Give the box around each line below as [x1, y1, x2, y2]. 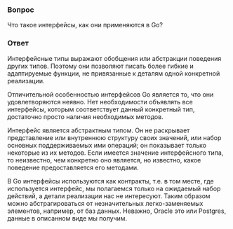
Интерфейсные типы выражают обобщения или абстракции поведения [7, 54, 222, 62]
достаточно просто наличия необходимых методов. [7, 112, 164, 120]
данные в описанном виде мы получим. [7, 214, 128, 222]
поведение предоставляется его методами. [7, 163, 139, 172]
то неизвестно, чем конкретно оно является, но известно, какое [7, 155, 201, 164]
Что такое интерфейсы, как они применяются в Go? [7, 21, 164, 29]
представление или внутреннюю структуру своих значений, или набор [7, 133, 222, 141]
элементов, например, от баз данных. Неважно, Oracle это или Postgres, [7, 207, 227, 215]
